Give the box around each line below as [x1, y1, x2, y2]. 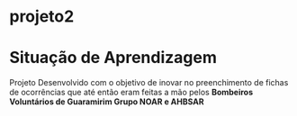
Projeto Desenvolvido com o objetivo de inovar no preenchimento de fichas [9, 77, 289, 88]
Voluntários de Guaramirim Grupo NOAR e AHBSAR [9, 96, 204, 107]
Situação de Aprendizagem [9, 48, 218, 68]
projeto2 [9, 6, 75, 27]
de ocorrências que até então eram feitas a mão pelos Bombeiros [9, 87, 254, 98]
